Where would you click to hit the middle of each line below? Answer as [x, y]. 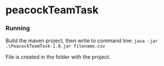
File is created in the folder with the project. [58, 57]
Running [18, 28]
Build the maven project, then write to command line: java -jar [82, 41]
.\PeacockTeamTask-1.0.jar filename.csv [56, 46]
